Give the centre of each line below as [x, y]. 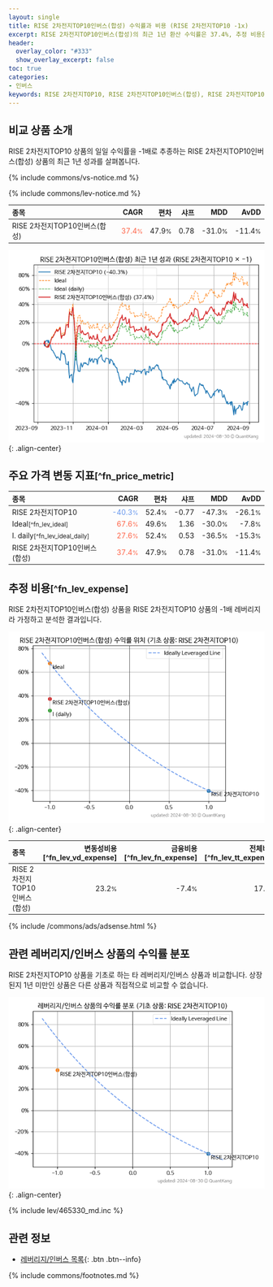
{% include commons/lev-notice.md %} [75, 193]
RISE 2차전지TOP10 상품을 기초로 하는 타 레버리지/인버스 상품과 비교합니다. [128, 975]
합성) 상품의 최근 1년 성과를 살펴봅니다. [79, 162]
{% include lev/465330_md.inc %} [66, 1211]
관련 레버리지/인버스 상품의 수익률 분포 [99, 953]
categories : [28, 77]
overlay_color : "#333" [54, 52]
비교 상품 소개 [41, 130]
